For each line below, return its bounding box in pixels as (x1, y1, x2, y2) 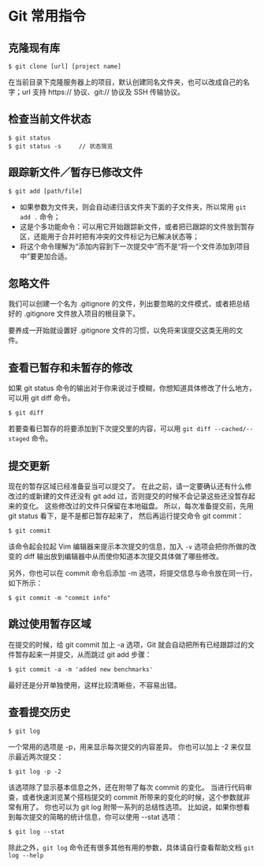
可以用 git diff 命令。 (8, 393, 75, 403)
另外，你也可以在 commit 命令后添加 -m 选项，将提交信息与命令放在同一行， (8, 569, 257, 578)
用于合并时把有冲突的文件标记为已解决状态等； (46, 231, 199, 241)
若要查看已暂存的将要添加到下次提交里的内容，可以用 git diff (8, 424, 211, 433)
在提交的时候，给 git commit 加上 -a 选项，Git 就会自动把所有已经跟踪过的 (8, 640, 248, 649)
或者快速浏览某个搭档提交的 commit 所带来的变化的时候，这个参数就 (21, 792, 244, 801)
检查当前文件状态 (8, 112, 91, 126)
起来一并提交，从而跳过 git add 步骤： (28, 649, 152, 659)
